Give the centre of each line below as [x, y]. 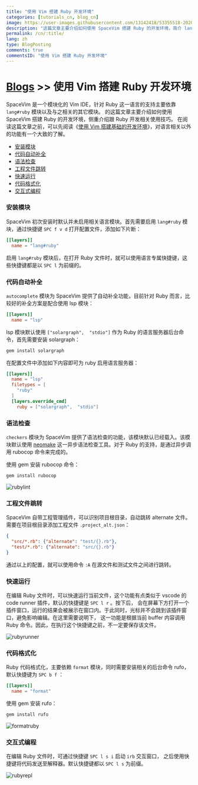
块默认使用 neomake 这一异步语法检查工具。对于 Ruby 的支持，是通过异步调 [99, 444]
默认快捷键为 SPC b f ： [35, 674]
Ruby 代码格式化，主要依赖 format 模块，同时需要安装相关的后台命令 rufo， [98, 667]
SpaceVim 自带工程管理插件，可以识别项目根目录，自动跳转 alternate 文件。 [98, 518]
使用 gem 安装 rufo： [32, 703]
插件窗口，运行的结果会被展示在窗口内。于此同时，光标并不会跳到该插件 [94, 610]
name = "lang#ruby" [35, 245]
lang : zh [17, 39]
